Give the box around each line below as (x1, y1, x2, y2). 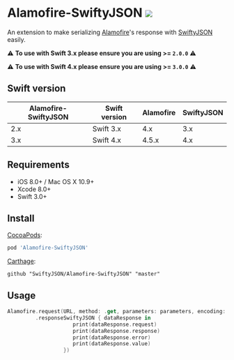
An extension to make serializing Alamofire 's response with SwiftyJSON (7, 28, 213, 36)
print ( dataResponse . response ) (72, 327, 160, 334)
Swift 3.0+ (17, 192, 47, 200)
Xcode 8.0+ (17, 185, 52, 193)
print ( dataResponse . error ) (72, 333, 151, 341)
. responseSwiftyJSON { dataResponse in (35, 314, 151, 322)
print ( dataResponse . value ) (72, 340, 151, 347)
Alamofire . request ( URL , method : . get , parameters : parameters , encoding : (7, 308, 226, 315)
